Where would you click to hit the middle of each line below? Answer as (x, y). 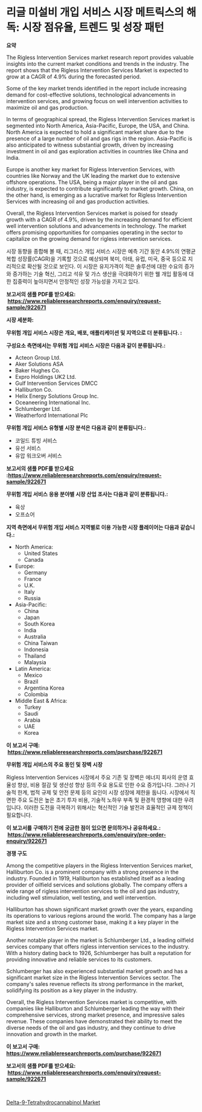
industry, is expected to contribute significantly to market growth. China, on (100, 188)
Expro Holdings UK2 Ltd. (46, 376)
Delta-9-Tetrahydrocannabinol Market (53, 1102)
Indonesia (36, 649)
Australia (35, 637)
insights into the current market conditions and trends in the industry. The (98, 63)
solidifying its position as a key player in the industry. (72, 990)
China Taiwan (41, 643)
